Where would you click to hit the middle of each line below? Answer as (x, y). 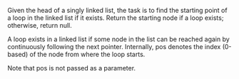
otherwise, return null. (40, 25)
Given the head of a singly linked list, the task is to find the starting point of (117, 10)
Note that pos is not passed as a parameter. (72, 68)
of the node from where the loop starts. (87, 54)
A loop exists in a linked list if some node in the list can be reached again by (118, 39)
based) (18, 54)
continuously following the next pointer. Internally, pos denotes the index (114, 47)
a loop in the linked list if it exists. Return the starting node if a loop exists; (116, 18)
